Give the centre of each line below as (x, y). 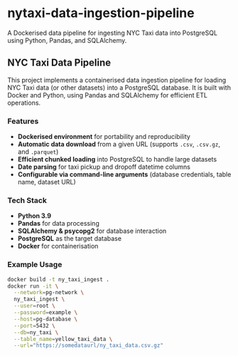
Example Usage (35, 265)
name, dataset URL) (47, 182)
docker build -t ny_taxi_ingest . (59, 279)
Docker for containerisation (58, 246)
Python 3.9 (34, 216)
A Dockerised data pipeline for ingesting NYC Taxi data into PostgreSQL (113, 33)
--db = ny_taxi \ (36, 333)
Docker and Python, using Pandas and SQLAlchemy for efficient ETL (108, 95)
